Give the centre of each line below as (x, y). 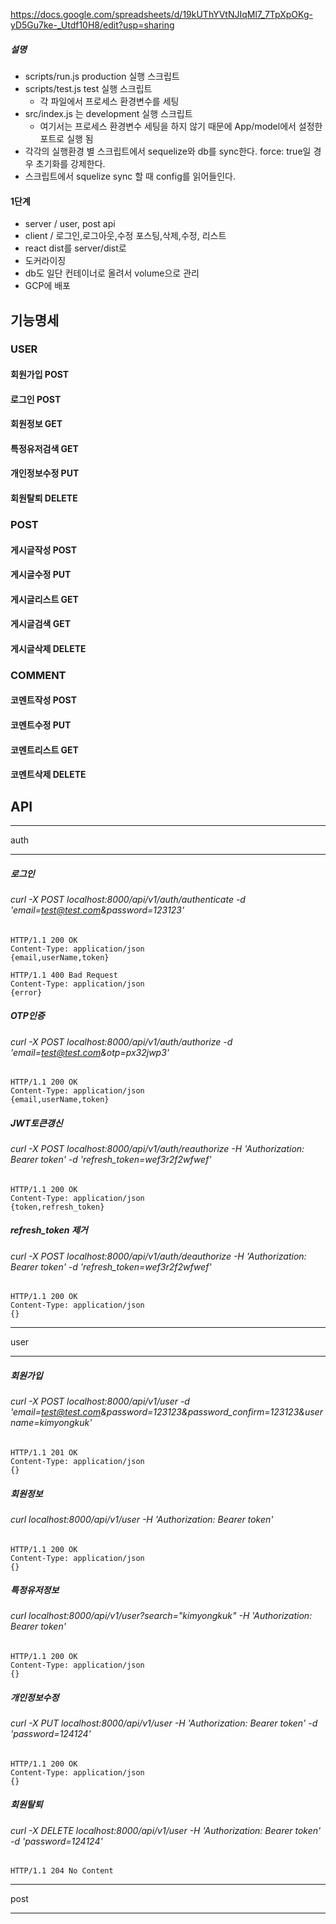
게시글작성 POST (43, 550)
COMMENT (38, 675)
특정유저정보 (35, 1590)
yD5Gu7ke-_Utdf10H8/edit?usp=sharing (92, 25)
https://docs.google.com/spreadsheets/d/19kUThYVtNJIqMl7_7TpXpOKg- (161, 14)
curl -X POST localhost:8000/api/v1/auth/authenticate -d (128, 900)
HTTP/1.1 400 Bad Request (64, 975)
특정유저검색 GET (44, 448)
